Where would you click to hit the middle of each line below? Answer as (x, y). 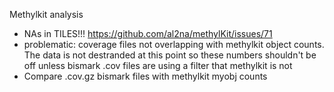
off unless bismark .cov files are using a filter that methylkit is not (158, 65)
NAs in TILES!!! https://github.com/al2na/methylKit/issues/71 (148, 33)
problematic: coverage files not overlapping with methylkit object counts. (174, 44)
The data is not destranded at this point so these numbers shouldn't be (170, 55)
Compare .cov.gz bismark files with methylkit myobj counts (145, 76)
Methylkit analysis (46, 14)
